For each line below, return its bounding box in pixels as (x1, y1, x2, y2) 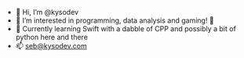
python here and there (15, 32, 89, 42)
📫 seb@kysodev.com (15, 42, 88, 50)
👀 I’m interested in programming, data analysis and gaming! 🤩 (15, 16, 214, 25)
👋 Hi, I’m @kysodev (15, 8, 79, 16)
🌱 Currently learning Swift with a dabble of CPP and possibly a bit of (15, 24, 237, 33)
